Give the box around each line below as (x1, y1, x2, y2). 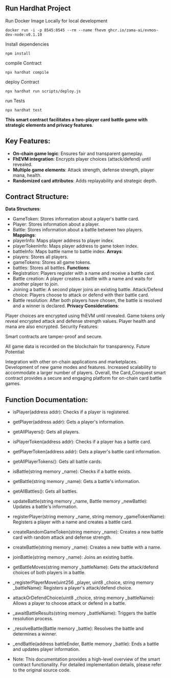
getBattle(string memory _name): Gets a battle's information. (12, 478, 140, 485)
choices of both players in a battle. (12, 570, 86, 576)
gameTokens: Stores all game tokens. (12, 259, 91, 266)
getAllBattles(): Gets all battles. (12, 488, 78, 494)
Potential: (5, 349, 26, 355)
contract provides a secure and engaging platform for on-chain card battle (5, 375, 162, 381)
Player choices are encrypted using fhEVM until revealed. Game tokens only (5, 313, 165, 319)
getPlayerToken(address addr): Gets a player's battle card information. (12, 449, 161, 455)
